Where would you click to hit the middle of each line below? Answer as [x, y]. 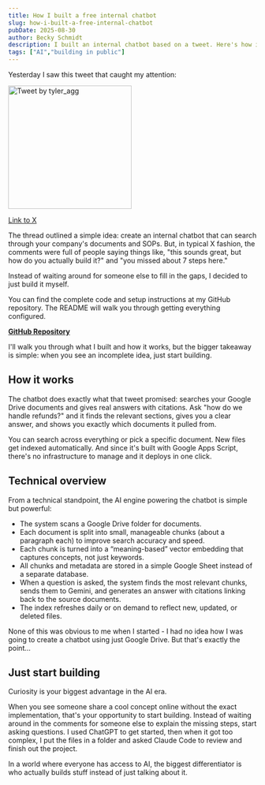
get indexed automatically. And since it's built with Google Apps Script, [123, 447]
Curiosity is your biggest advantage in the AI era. [88, 692]
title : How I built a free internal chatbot [82, 15]
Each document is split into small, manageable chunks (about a [122, 532]
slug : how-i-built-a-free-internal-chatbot [81, 23]
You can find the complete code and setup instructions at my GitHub [119, 299]
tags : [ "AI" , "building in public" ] [67, 52]
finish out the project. [43, 749]
